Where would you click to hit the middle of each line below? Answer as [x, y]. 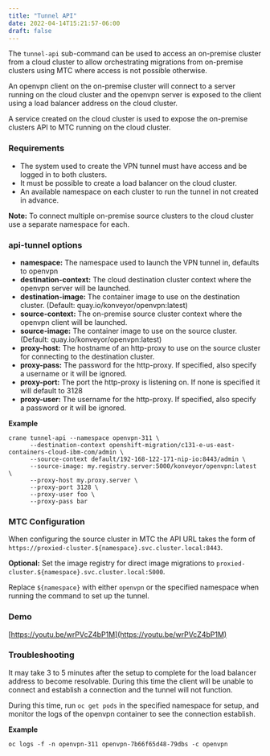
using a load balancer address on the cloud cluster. [93, 103]
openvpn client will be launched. [74, 322]
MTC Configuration [47, 521]
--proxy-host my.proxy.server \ [84, 480]
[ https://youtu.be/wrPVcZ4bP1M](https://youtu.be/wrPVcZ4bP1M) [118, 634]
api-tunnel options [45, 244]
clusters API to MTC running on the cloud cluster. [90, 127]
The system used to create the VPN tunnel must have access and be [133, 166]
